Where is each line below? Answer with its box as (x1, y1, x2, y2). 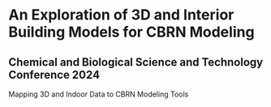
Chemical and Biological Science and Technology (8, 55, 264, 69)
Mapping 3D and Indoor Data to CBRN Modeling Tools (8, 89, 189, 99)
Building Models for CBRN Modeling (8, 23, 255, 41)
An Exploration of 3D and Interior (8, 6, 234, 24)
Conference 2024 (8, 67, 100, 82)
